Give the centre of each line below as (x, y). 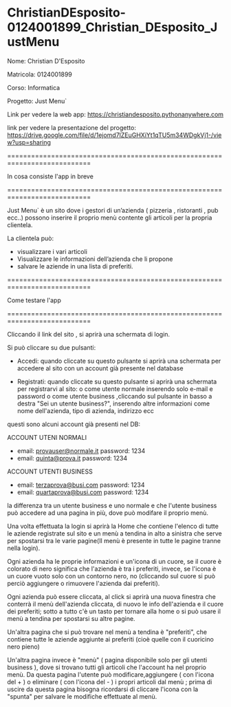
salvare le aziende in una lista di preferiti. (75, 266)
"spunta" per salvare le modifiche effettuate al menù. (82, 696)
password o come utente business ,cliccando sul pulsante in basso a (114, 396)
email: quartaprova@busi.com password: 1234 (83, 492)
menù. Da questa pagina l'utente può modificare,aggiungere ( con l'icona (111, 674)
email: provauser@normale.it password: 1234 (81, 451)
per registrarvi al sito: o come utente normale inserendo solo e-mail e (115, 389)
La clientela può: (31, 238)
